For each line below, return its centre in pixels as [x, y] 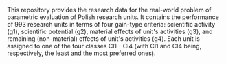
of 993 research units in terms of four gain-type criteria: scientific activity [111, 24]
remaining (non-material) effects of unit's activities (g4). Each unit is [104, 39]
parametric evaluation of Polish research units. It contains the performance [113, 17]
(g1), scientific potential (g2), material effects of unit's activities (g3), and [110, 31]
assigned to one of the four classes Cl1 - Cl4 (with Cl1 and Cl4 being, [104, 46]
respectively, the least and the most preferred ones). [81, 53]
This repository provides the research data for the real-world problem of [109, 10]
